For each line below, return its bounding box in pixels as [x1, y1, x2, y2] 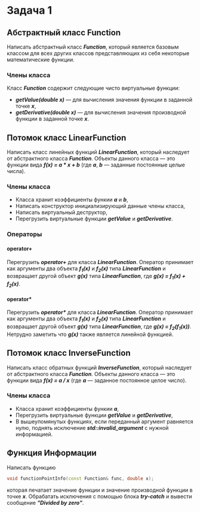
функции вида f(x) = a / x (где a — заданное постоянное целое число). [7, 377, 187, 384]
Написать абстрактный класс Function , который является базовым [7, 43, 179, 50]
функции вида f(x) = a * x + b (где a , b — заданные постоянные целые [7, 161, 186, 168]
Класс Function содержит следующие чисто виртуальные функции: [7, 84, 180, 92]
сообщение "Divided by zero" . [7, 499, 84, 506]
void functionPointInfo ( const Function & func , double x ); [7, 475, 154, 481]
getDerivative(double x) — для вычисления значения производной [15, 109, 187, 116]
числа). [7, 168, 26, 175]
